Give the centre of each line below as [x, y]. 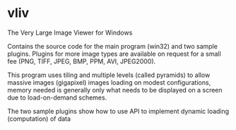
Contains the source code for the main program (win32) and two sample [112, 46]
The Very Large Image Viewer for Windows [70, 32]
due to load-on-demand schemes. [57, 97]
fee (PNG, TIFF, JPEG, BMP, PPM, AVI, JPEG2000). [82, 61]
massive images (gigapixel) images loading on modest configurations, [109, 82]
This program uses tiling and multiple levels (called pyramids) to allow [109, 75]
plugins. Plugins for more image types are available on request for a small [114, 54]
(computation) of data [39, 119]
